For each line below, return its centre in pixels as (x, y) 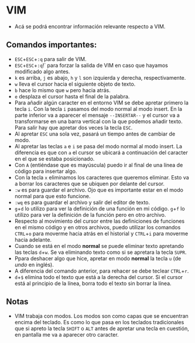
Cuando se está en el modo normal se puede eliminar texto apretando (99, 246)
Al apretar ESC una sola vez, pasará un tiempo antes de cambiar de (95, 134)
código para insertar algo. (46, 171)
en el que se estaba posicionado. (54, 158)
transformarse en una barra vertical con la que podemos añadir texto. (98, 121)
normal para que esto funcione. (52, 196)
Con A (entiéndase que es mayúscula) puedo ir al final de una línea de (99, 165)
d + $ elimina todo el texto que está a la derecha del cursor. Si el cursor (99, 277)
